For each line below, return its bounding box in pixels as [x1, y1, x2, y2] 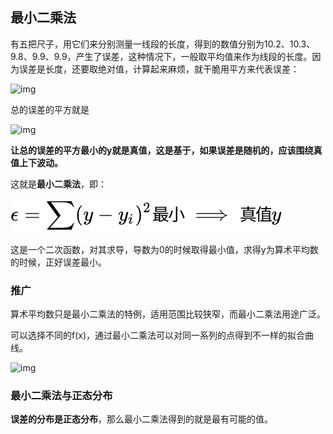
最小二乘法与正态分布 [10, 389, 113, 403]
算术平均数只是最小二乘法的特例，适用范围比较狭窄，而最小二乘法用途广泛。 [10, 308, 326, 320]
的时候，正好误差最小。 [10, 256, 107, 268]
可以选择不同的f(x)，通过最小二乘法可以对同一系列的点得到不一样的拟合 [10, 329, 306, 342]
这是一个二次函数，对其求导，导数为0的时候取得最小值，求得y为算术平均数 [10, 243, 319, 255]
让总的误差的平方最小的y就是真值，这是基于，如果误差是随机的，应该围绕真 [10, 144, 323, 156]
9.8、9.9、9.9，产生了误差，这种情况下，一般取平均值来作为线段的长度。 [10, 50, 313, 62]
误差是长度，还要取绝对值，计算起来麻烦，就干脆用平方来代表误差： [18, 63, 300, 75]
